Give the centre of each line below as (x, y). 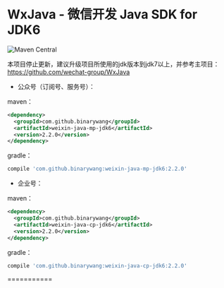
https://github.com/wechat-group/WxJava (69, 72)
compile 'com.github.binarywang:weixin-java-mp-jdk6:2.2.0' (98, 169)
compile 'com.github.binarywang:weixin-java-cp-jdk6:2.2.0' (98, 265)
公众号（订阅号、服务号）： (56, 86)
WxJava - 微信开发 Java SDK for (102, 14)
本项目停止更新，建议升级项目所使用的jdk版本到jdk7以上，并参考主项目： (113, 64)
